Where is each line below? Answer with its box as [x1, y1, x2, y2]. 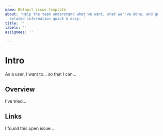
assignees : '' [5, 30, 34, 35]
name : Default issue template [5, 7, 66, 12]
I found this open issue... [5, 125, 54, 131]
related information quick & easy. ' [9, 16, 86, 21]
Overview [5, 85, 35, 94]
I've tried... [5, 98, 27, 104]
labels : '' [5, 25, 27, 30]
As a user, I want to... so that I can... [5, 71, 77, 77]
